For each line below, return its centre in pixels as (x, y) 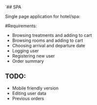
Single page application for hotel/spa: (43, 16)
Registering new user (33, 56)
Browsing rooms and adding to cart (48, 40)
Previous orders (28, 98)
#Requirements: (21, 26)
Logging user (25, 51)
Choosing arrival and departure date (48, 45)
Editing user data (29, 93)
